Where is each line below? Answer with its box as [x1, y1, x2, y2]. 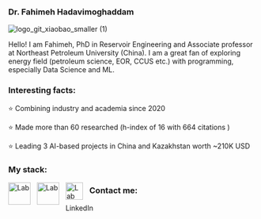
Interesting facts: [8, 85, 77, 96]
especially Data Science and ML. [8, 65, 115, 75]
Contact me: [89, 185, 138, 196]
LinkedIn [66, 203, 93, 213]
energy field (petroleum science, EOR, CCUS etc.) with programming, [8, 56, 234, 66]
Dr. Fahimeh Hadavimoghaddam [8, 6, 134, 17]
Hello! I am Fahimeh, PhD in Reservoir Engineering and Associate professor [8, 40, 253, 49]
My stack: [8, 163, 47, 175]
